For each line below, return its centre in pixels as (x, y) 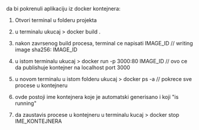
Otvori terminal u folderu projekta (56, 20)
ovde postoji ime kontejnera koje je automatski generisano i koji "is (97, 97)
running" (26, 103)
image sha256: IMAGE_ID (46, 49)
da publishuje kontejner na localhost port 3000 (72, 67)
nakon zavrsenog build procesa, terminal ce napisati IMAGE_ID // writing (104, 43)
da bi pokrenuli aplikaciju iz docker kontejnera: (63, 9)
